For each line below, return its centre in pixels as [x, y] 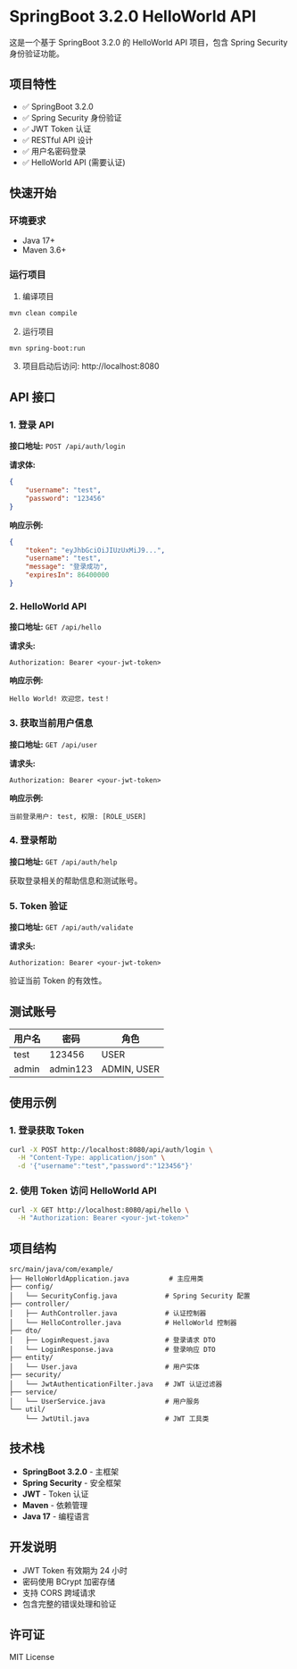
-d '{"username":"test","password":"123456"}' [105, 1166]
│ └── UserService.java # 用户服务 [105, 1402]
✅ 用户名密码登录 [54, 151]
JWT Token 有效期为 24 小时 [74, 1570]
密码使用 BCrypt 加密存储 [69, 1581]
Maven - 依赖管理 [55, 1505]
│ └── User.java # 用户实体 [105, 1367]
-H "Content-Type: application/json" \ [91, 1158]
